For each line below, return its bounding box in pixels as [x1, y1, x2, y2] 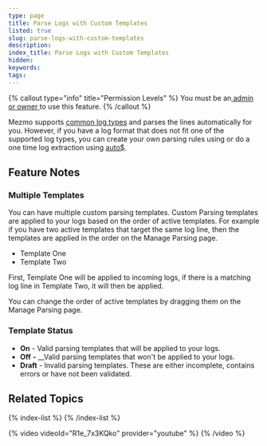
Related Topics [8, 392, 84, 405]
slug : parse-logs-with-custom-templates [8, 34, 145, 42]
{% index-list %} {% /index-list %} [8, 413, 121, 423]
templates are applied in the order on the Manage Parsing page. [8, 233, 218, 243]
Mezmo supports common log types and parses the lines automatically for [8, 117, 253, 126]
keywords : [8, 64, 41, 72]
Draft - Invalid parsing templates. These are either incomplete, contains [19, 360, 255, 370]
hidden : [8, 57, 34, 65]
